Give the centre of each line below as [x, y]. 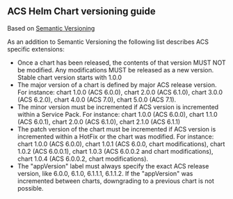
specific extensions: [36, 49]
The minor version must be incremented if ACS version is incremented [118, 106]
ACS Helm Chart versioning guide [81, 11]
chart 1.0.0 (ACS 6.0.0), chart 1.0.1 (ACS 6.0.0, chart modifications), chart [121, 144]
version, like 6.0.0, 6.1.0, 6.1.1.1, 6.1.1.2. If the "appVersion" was [105, 173]
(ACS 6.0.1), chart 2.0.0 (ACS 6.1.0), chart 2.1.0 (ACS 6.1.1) [99, 122]
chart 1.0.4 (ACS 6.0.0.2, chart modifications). [82, 159]
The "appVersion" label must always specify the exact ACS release [113, 166]
